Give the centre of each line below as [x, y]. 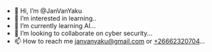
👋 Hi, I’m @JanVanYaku [48, 11]
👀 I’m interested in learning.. [55, 18]
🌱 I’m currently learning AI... [55, 26]
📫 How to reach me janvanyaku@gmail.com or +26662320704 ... [110, 41]
